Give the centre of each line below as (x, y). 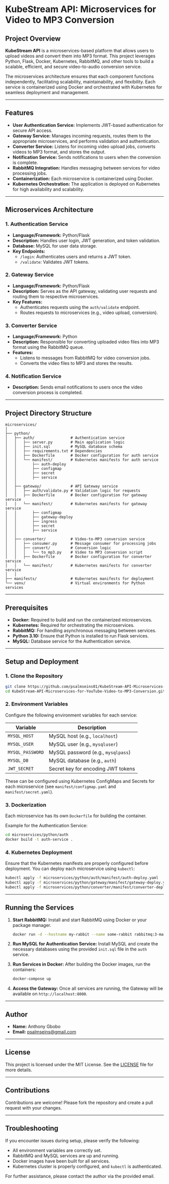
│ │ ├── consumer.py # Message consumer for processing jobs (81, 544)
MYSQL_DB (18, 760)
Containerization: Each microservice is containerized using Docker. (83, 178)
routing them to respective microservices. (56, 296)
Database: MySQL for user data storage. (55, 246)
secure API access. (32, 130)
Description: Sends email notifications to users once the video (77, 387)
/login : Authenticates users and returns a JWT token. (76, 256)
